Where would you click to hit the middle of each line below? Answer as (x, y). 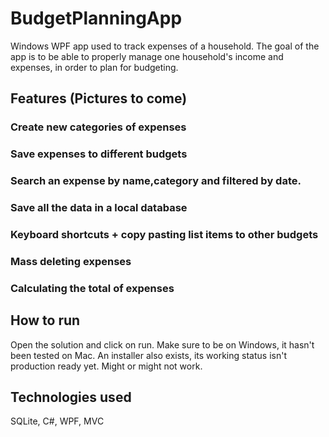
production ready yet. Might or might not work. (106, 366)
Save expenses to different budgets (99, 154)
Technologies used (71, 397)
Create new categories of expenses (98, 127)
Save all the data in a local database (99, 208)
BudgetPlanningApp (96, 18)
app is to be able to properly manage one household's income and (147, 56)
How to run (45, 320)
